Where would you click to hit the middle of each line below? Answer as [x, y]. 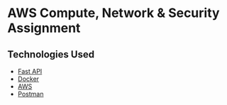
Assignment [44, 28]
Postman [31, 94]
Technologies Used [51, 54]
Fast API [30, 71]
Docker [28, 79]
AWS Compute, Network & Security [113, 13]
